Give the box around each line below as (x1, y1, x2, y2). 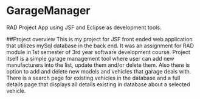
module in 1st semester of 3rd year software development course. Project (6, 48, 190, 55)
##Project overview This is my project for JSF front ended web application (6, 35, 193, 43)
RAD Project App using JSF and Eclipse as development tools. (6, 24, 162, 31)
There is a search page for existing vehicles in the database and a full (6, 74, 181, 81)
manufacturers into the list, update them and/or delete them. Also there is (6, 61, 190, 69)
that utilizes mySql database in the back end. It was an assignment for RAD (6, 42, 195, 49)
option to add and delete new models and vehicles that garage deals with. (6, 67, 191, 75)
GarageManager (6, 4, 91, 18)
